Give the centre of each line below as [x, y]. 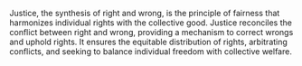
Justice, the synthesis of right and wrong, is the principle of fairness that [145, 13]
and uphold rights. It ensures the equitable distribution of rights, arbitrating [148, 42]
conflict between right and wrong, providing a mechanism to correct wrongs [151, 32]
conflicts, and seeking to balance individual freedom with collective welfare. [151, 52]
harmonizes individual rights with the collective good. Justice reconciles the [151, 23]
